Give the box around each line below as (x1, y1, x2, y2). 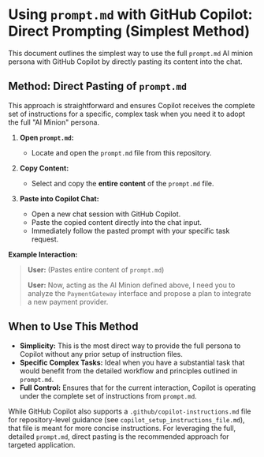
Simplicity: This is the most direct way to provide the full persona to (19, 341, 241, 350)
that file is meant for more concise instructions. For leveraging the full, (8, 423, 236, 433)
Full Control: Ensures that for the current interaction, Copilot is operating (19, 383, 256, 392)
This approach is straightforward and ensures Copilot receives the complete (8, 100, 255, 110)
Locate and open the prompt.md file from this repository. (31, 148, 212, 157)
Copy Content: (19, 163, 69, 173)
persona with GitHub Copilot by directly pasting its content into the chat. (8, 57, 243, 66)
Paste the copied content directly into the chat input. (31, 217, 203, 227)
